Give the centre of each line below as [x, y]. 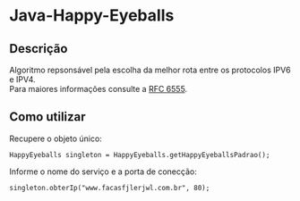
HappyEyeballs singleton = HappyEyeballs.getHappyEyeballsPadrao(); [140, 155]
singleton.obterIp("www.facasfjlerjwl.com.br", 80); [110, 188]
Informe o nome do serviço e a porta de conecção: [103, 172]
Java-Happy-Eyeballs [92, 16]
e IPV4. [22, 80]
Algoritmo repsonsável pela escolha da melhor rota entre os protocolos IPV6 [150, 70]
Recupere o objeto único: [56, 138]
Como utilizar [48, 117]
